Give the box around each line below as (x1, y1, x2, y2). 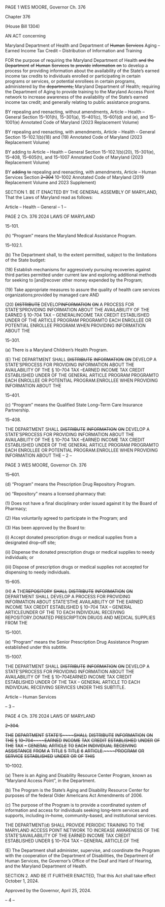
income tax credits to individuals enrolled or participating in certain (5, 73, 141, 79)
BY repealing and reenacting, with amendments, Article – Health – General (5, 129, 156, 135)
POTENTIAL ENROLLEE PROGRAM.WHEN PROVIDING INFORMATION (5, 323, 146, 328)
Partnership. (5, 407, 31, 413)
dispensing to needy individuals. (5, 569, 71, 575)
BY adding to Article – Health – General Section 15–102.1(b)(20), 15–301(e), (5, 149, 155, 155)
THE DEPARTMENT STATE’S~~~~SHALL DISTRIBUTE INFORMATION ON (5, 732, 153, 738)
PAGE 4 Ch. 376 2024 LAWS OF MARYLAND (5, 713, 96, 719)
